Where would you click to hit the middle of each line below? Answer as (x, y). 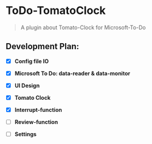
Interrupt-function (38, 110)
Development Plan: (43, 46)
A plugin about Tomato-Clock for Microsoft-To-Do (83, 27)
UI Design (27, 85)
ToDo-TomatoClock (56, 11)
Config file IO (32, 61)
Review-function (36, 122)
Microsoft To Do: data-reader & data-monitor (72, 73)
